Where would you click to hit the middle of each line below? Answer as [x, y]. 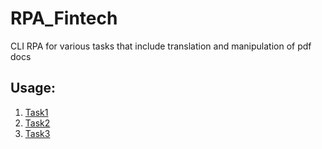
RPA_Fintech [64, 18]
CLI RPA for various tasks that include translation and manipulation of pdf [161, 46]
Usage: [33, 88]
